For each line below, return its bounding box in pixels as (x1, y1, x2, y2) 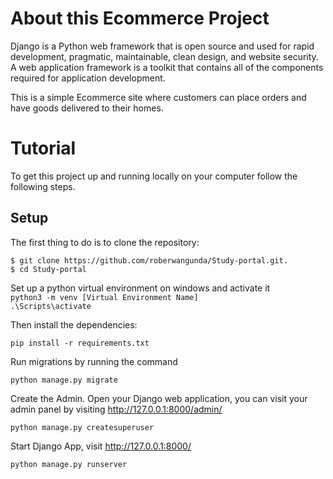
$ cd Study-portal (10, 264, 87, 274)
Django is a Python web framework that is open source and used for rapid (10, 40, 315, 52)
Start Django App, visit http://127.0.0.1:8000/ (10, 440, 192, 452)
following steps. (10, 180, 76, 192)
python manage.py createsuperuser (10, 422, 155, 432)
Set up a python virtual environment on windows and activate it (10, 282, 271, 294)
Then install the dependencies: (10, 318, 138, 331)
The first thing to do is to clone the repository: (10, 236, 200, 248)
